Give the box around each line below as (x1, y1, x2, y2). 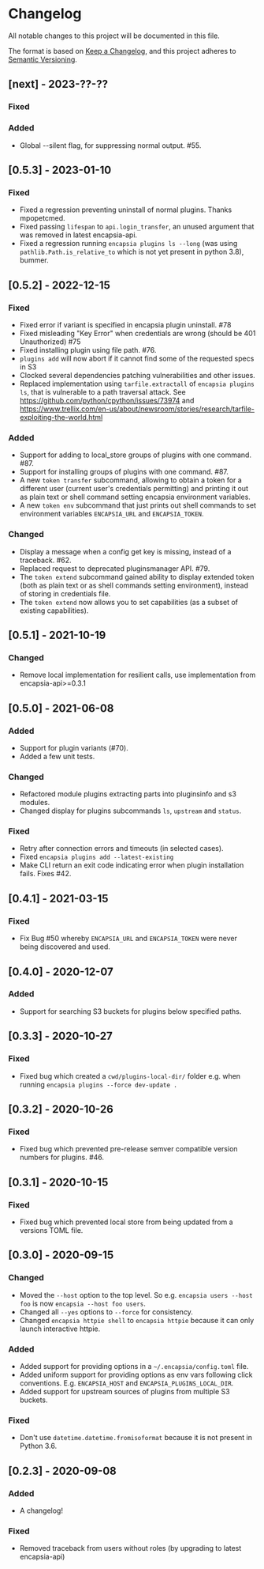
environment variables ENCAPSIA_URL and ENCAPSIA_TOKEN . (19, 509, 204, 519)
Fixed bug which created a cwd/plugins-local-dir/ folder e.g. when (19, 1071, 241, 1080)
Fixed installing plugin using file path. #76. (19, 345, 157, 354)
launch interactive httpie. (19, 1324, 101, 1333)
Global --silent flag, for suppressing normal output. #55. (19, 140, 202, 150)
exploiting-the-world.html (19, 412, 103, 422)
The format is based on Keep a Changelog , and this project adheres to (8, 46, 236, 55)
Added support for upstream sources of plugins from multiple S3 (19, 1386, 230, 1396)
